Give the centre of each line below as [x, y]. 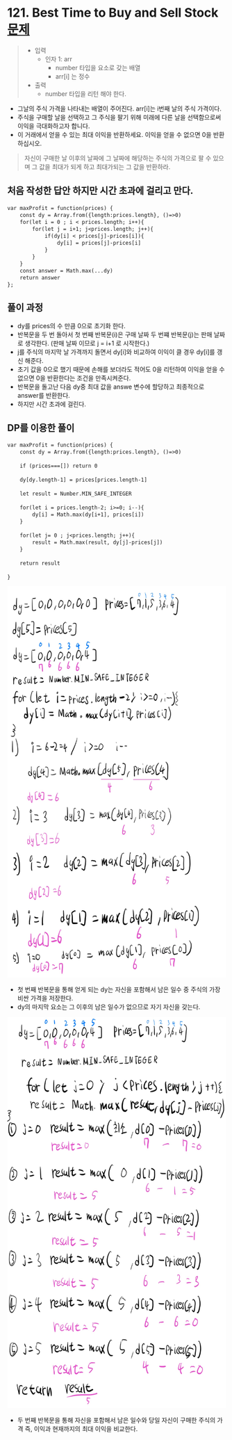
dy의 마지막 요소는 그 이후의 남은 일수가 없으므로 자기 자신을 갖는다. [109, 1007]
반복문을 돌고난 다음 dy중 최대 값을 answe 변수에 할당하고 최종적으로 [111, 387]
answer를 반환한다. [44, 395]
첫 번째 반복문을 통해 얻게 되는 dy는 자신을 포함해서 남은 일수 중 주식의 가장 [119, 989]
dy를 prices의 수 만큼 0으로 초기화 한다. [72, 325]
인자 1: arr [59, 59]
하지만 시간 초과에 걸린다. [52, 404]
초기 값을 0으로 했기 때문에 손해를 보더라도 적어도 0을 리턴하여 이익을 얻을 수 [121, 369]
